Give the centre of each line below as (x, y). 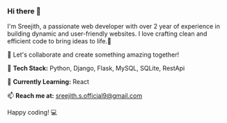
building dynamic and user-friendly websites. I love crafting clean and (107, 34)
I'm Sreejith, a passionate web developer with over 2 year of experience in (114, 27)
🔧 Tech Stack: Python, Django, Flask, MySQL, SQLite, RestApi (96, 68)
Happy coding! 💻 (32, 113)
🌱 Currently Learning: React (48, 82)
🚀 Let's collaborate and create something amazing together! (93, 55)
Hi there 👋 (24, 11)
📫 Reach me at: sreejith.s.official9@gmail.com (75, 96)
